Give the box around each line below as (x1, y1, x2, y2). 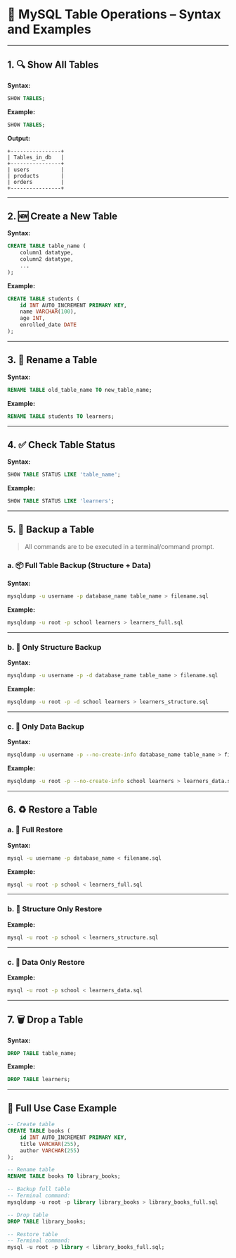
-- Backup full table (7, 1185, 71, 1193)
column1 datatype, (20, 249, 74, 257)
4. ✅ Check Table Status (7, 438, 116, 450)
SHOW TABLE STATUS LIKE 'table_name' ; (7, 471, 121, 479)
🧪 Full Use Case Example (7, 1102, 117, 1114)
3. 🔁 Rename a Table (7, 354, 98, 366)
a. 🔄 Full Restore (7, 825, 63, 834)
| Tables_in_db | (7, 154, 65, 161)
